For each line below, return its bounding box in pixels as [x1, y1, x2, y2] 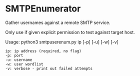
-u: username [5, 57, 32, 62]
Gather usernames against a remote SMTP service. [5, 19, 110, 25]
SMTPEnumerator [5, 3, 81, 14]
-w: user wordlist [5, 61, 43, 66]
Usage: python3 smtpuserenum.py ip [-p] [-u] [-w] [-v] [5, 38, 118, 45]
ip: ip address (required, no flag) [5, 48, 81, 53]
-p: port [5, 53, 23, 58]
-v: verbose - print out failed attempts [5, 66, 93, 71]
